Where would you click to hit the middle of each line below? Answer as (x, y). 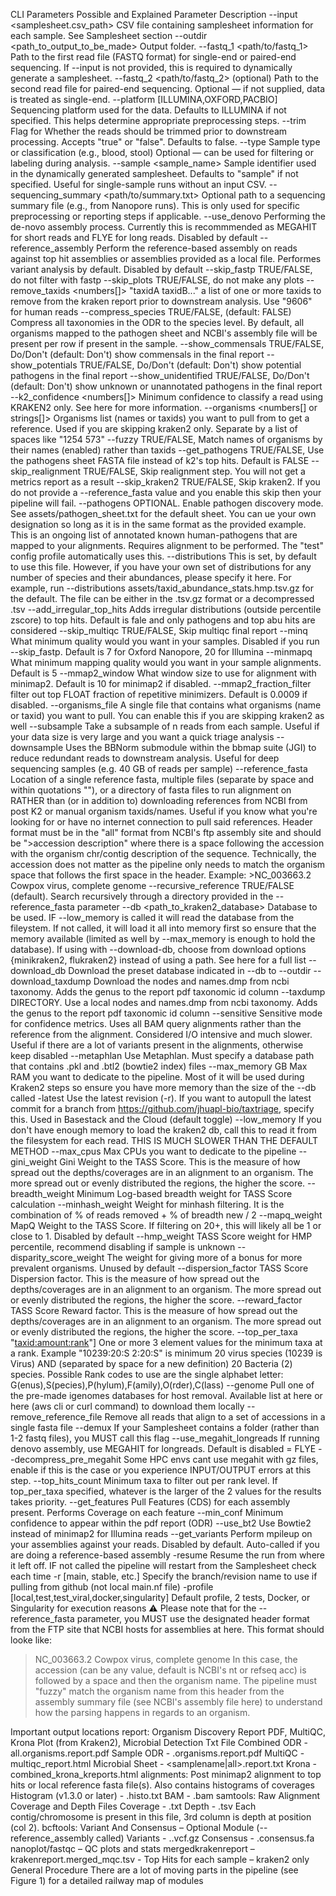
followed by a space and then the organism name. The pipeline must (175, 1680)
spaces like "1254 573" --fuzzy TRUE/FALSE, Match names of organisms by (166, 439)
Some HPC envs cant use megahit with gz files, (221, 1459)
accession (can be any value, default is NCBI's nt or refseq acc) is (170, 1670)
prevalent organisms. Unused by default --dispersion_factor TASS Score (159, 1268)
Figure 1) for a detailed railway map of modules (107, 1880)
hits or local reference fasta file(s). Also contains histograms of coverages (163, 1785)
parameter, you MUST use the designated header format (193, 1618)
